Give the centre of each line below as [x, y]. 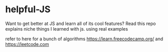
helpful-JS [28, 9]
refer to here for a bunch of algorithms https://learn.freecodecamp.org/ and [84, 39]
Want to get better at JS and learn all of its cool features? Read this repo [81, 23]
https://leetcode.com [27, 44]
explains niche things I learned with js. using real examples [67, 29]
